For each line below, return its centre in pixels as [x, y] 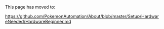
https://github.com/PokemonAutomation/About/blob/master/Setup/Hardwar [82, 16]
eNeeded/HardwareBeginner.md [38, 22]
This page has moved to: [30, 7]
